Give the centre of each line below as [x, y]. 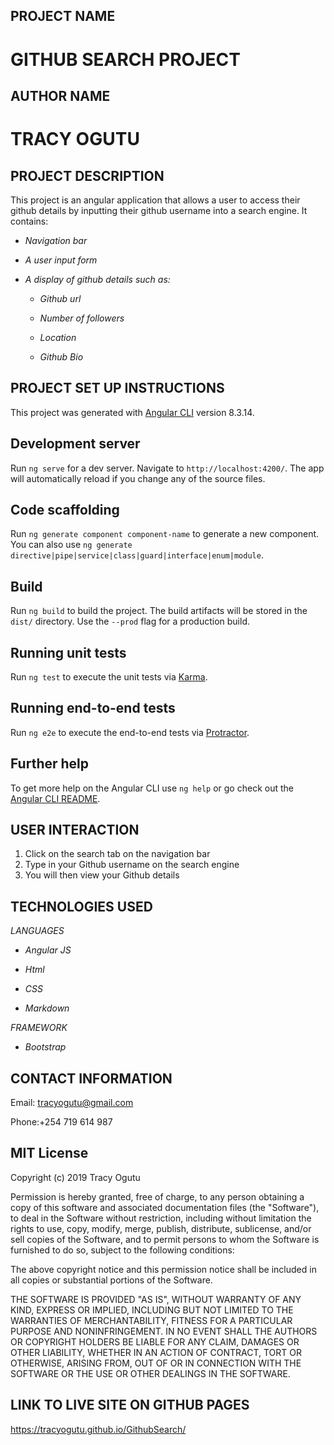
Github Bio [61, 356]
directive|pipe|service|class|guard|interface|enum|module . [137, 555]
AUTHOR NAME [60, 95]
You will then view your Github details [102, 875]
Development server [75, 444]
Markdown [47, 1008]
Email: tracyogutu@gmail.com [72, 1103]
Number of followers [82, 318]
